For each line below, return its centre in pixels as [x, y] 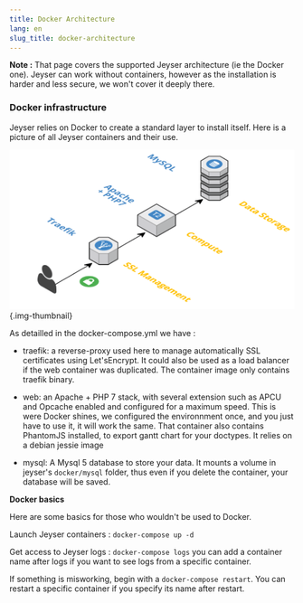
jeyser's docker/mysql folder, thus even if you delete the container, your [155, 472]
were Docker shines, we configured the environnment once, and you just [158, 417]
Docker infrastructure [58, 108]
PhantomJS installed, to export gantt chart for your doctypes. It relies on [157, 436]
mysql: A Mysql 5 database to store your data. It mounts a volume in [149, 463]
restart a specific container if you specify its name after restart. [127, 589]
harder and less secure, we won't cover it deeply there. [112, 84]
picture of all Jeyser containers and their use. [94, 137]
